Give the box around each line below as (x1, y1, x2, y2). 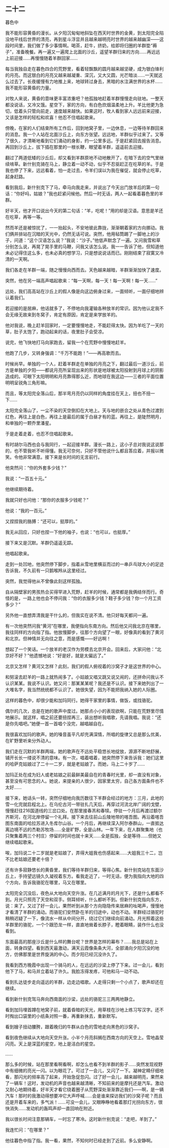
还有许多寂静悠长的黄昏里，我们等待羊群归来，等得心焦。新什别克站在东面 (5, 867, 159, 873)
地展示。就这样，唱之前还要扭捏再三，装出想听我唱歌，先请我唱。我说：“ (5, 714, 157, 720)
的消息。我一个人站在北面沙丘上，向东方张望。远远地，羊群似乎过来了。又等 (5, 131, 164, 137)
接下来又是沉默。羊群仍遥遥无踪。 (5, 539, 76, 546)
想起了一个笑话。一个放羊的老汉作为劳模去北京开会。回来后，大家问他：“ (5, 646, 157, 652)
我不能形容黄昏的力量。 (5, 85, 54, 91)
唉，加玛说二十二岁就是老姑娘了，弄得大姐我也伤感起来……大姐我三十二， (5, 850, 158, 856)
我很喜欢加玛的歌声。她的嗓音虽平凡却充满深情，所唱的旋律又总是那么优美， (5, 731, 164, 737)
